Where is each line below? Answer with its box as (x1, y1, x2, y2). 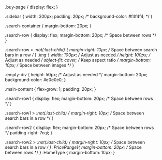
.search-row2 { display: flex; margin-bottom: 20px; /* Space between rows (5, 125, 154, 130)
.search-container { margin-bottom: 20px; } (5, 23, 92, 29)
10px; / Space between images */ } (5, 63, 74, 68)
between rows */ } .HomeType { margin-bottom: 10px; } (5, 150, 115, 155)
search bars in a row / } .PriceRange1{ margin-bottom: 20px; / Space (5, 144, 142, 150)
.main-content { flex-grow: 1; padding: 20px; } (5, 86, 96, 92)
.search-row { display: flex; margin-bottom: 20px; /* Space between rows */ (5, 32, 156, 38)
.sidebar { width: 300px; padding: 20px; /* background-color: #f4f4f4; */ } (5, 14, 153, 19)
